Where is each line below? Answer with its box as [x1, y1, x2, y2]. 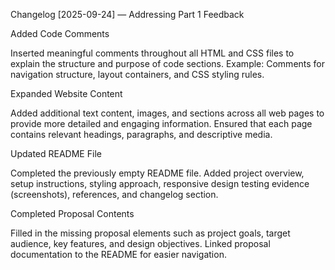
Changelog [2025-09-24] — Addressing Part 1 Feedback [10, 9, 245, 20]
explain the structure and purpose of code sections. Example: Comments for [10, 58, 326, 69]
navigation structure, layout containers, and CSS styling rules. [10, 69, 265, 80]
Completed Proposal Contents [10, 208, 135, 219]
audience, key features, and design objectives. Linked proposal [10, 238, 271, 249]
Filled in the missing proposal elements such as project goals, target [10, 227, 291, 239]
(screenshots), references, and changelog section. [10, 189, 219, 200]
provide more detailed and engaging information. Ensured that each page [10, 118, 313, 129]
